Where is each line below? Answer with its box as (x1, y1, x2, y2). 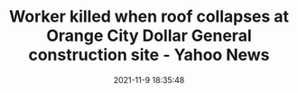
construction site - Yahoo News (28, 45, 270, 65)
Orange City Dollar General (46, 25, 252, 46)
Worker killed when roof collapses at (9, 6, 289, 27)
